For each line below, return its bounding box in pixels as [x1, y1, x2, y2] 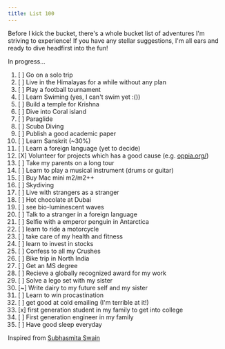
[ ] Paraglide [17, 115, 53, 123]
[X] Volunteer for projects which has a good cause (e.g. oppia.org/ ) [17, 151, 209, 160]
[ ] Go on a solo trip [17, 70, 73, 79]
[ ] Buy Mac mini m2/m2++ [17, 173, 95, 182]
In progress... [8, 57, 46, 66]
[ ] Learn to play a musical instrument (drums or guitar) [17, 166, 175, 174]
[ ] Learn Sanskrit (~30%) [17, 136, 91, 145]
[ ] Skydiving [17, 180, 55, 189]
